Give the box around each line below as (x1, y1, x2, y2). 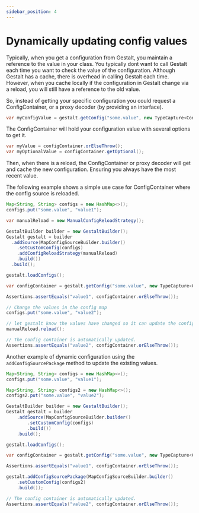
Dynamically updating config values (6, 34, 188, 47)
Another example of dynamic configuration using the (6, 353, 135, 360)
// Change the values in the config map (6, 304, 108, 311)
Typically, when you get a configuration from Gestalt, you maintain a (6, 54, 173, 61)
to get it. (6, 132, 27, 139)
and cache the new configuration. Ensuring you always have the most (6, 166, 176, 173)
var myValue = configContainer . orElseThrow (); (6, 143, 123, 149)
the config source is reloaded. (6, 190, 79, 197)
